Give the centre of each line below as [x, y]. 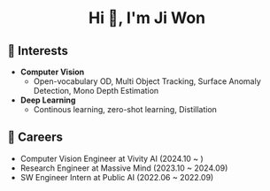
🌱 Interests [38, 51]
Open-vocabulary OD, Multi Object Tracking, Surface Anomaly [147, 81]
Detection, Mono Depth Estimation [96, 91]
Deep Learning [48, 100]
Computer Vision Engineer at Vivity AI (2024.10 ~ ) [112, 158]
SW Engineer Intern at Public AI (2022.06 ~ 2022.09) [117, 177]
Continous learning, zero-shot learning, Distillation [125, 109]
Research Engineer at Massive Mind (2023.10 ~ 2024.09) [124, 168]
